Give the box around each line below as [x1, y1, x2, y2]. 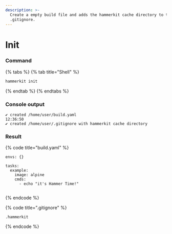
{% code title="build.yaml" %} [5, 145, 69, 151]
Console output [5, 101, 45, 108]
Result [5, 133, 22, 140]
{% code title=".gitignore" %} [5, 205, 67, 211]
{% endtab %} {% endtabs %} [5, 88, 69, 94]
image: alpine [14, 172, 45, 178]
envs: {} [5, 154, 24, 160]
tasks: [5, 163, 19, 169]
